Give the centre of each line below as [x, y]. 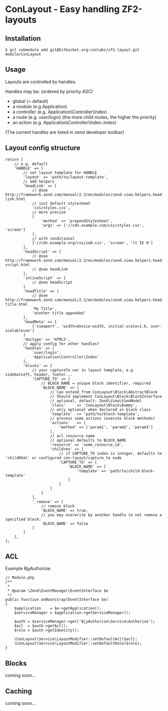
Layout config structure [43, 148]
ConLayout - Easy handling [62, 9]
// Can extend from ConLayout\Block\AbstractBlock [103, 392]
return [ [14, 159]
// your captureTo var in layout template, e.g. [83, 370]
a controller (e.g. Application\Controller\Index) [60, 112]
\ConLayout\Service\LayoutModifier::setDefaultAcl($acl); [76, 639]
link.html [15, 199]
